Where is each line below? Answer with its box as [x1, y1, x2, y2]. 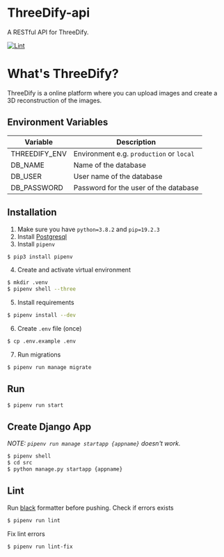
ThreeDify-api [7, 5, 90, 21]
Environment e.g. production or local [73, 148, 195, 158]
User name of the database [73, 171, 163, 181]
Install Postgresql [17, 232, 67, 241]
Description [115, 137, 157, 147]
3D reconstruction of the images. [7, 96, 102, 104]
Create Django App [7, 421, 92, 432]
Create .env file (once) [17, 324, 82, 332]
